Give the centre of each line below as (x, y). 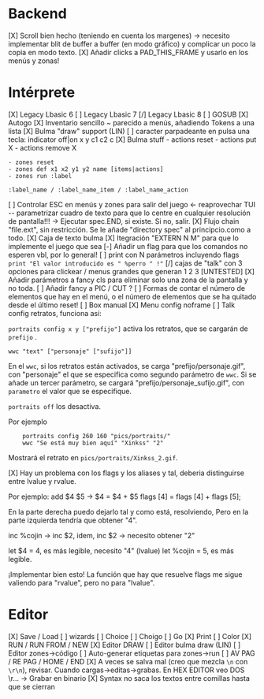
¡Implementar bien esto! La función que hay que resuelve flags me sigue (125, 574)
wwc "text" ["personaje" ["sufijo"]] (70, 351)
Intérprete (42, 93)
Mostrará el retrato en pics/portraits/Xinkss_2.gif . (93, 457)
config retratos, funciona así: (55, 313)
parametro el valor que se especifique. (70, 391)
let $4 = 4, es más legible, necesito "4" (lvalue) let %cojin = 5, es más (121, 550)
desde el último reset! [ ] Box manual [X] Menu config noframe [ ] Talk (121, 305)
